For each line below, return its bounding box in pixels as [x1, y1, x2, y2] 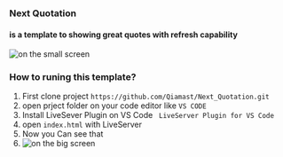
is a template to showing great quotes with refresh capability [9, 29, 238, 40]
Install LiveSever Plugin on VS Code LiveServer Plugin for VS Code [21, 110, 275, 121]
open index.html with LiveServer [21, 119, 143, 130]
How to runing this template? [9, 71, 137, 83]
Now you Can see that [21, 129, 104, 139]
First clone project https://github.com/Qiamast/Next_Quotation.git [21, 91, 271, 102]
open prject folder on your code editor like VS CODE [21, 100, 207, 111]
